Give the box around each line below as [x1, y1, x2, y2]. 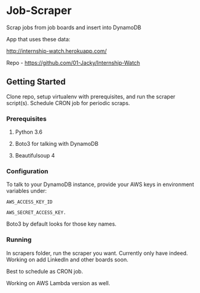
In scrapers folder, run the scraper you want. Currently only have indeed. [6, 249, 188, 257]
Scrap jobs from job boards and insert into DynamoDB [6, 24, 141, 31]
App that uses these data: [6, 35, 71, 43]
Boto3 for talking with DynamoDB [15, 140, 99, 148]
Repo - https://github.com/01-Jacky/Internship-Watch [6, 59, 141, 66]
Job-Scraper [6, 4, 72, 18]
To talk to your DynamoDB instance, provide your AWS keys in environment [6, 181, 195, 188]
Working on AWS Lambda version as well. [6, 279, 110, 286]
